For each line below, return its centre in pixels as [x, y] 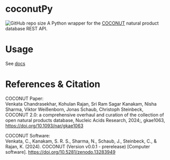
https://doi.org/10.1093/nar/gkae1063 [44, 126]
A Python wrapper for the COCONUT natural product [103, 23]
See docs [15, 63]
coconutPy [29, 9]
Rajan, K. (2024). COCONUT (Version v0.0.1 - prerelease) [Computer [78, 146]
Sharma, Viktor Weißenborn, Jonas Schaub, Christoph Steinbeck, [74, 109]
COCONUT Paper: [24, 98]
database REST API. [26, 28]
